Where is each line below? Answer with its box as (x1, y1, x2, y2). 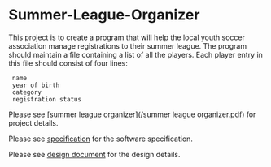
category (11, 88, 42, 96)
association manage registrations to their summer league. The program (8, 41, 247, 50)
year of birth (11, 81, 60, 89)
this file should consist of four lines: (8, 58, 129, 68)
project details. (8, 118, 59, 127)
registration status (11, 95, 82, 103)
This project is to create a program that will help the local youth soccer (8, 32, 246, 42)
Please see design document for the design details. (8, 149, 181, 159)
